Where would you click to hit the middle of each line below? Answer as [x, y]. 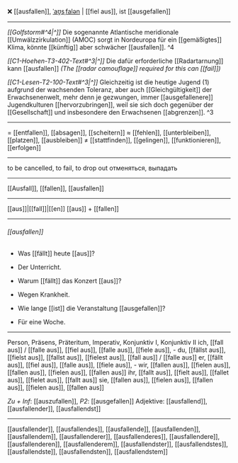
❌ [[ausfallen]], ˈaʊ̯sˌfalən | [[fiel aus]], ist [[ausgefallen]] [89, 11]
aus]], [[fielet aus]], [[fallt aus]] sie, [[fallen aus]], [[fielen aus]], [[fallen [110, 380]
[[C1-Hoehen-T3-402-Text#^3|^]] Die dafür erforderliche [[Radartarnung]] [115, 61]
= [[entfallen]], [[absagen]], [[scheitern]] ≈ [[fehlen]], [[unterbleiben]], [109, 132]
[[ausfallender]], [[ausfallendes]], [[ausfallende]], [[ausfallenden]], [104, 429]
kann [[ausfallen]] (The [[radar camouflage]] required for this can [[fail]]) [114, 68]
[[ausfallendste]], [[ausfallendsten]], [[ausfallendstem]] [88, 452]
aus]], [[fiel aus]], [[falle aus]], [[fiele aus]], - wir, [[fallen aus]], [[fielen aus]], [119, 365]
